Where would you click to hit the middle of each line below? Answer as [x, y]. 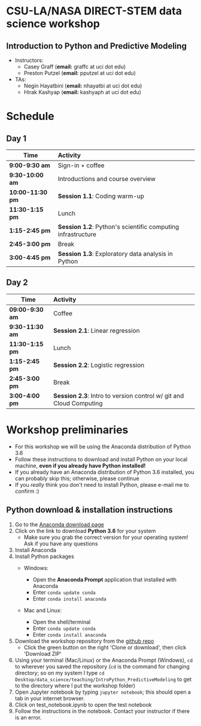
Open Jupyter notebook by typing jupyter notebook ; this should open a [103, 692]
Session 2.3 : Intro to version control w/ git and [118, 396]
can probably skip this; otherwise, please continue [77, 478]
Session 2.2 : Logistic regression [99, 365]
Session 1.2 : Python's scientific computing [118, 227]
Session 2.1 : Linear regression [96, 330]
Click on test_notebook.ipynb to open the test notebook [83, 704]
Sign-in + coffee [81, 165]
